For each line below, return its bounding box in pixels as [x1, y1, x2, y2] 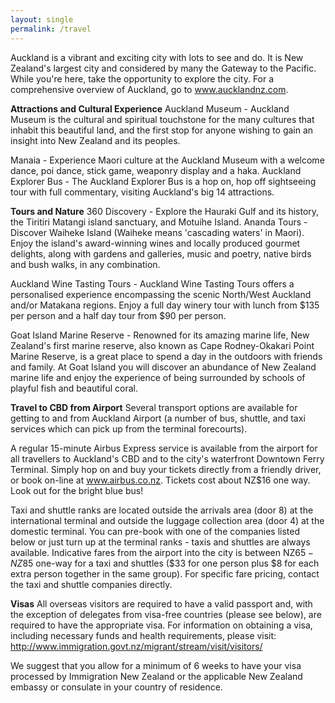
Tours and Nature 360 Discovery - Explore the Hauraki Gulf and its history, [10, 205, 320, 217]
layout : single [10, 14, 74, 25]
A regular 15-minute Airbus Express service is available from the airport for [10, 442, 318, 454]
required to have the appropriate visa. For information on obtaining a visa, [10, 619, 313, 631]
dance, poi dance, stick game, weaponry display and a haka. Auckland [10, 164, 302, 176]
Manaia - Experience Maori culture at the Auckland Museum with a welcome [10, 154, 325, 166]
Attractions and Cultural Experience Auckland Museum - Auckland [10, 102, 290, 115]
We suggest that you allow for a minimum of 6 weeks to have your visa [10, 659, 302, 671]
